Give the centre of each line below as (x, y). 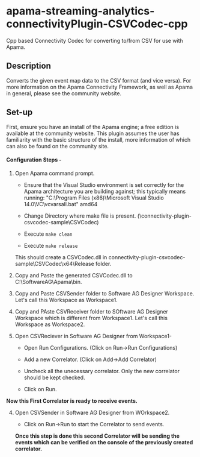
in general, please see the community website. (64, 93)
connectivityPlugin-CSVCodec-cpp (97, 24)
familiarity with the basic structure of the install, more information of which (98, 139)
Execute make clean (48, 234)
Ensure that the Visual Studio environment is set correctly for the (104, 184)
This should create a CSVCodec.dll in (61, 257)
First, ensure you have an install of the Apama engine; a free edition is (92, 127)
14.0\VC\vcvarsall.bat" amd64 (61, 204)
